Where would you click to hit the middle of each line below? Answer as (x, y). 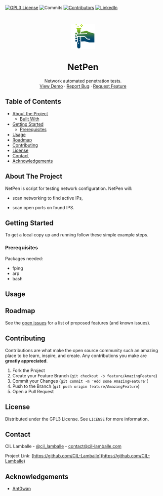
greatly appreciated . (26, 361)
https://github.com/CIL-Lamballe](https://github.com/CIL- (91, 456)
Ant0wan (21, 489)
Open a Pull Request (33, 391)
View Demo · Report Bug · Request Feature (83, 86)
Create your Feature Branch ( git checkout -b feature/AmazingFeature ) (85, 375)
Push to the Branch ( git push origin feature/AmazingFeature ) (76, 386)
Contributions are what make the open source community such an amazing (81, 350)
